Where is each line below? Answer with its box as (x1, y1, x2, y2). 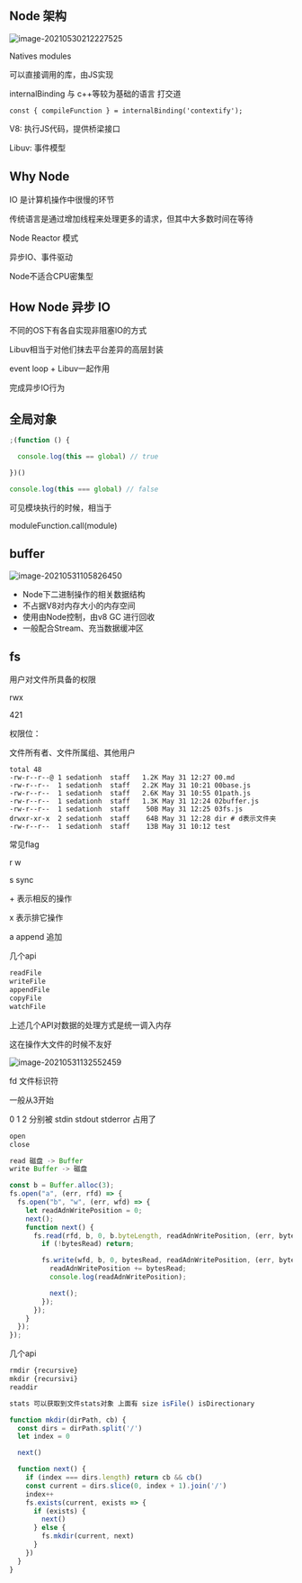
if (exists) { (32, 1506, 87, 1515)
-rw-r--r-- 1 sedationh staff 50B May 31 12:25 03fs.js (9, 805, 244, 814)
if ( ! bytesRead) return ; (41, 1240, 135, 1249)
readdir (9, 1382, 39, 1392)
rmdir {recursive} (9, 1366, 78, 1376)
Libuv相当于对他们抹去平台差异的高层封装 (9, 344, 164, 355)
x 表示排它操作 (9, 913, 64, 923)
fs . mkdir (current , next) (41, 1532, 135, 1541)
